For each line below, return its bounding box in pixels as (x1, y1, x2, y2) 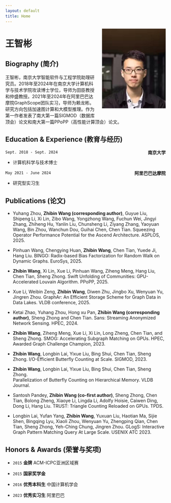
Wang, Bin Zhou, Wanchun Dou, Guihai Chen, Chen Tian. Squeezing (12, 227, 155, 233)
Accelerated (12, 279, 39, 285)
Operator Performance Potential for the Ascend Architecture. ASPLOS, (12, 232, 160, 238)
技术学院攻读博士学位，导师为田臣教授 (14, 87, 95, 93)
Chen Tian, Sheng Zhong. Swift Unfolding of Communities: (12, 273, 136, 280)
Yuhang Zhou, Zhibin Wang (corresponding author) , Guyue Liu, (12, 210, 148, 217)
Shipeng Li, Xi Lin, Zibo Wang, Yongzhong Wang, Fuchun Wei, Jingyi (12, 216, 157, 222)
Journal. (12, 382, 31, 388)
